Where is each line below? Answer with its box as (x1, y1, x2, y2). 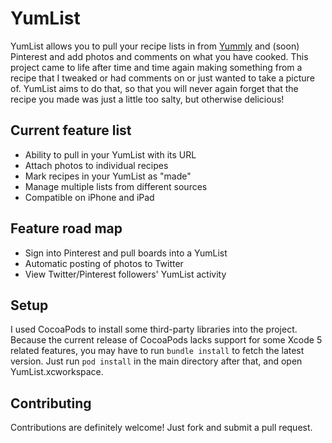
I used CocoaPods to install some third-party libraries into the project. (10, 323, 298, 336)
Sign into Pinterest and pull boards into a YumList (24, 247, 228, 259)
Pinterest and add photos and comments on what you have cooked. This (10, 50, 309, 62)
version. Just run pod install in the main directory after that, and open (10, 355, 303, 367)
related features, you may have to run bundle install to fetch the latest (10, 345, 305, 357)
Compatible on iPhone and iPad (24, 191, 155, 203)
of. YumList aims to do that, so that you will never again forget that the (10, 82, 299, 94)
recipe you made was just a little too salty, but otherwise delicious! (10, 93, 285, 105)
